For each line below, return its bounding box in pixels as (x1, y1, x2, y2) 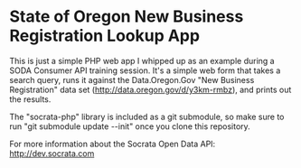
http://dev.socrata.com (9, 147, 95, 159)
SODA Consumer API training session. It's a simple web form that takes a (9, 65, 281, 76)
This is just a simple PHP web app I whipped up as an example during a (9, 55, 275, 66)
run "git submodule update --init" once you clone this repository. (9, 120, 250, 132)
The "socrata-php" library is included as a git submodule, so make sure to (9, 111, 285, 122)
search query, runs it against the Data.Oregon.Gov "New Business (9, 74, 255, 85)
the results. (9, 93, 52, 105)
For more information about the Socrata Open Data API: (9, 138, 216, 149)
